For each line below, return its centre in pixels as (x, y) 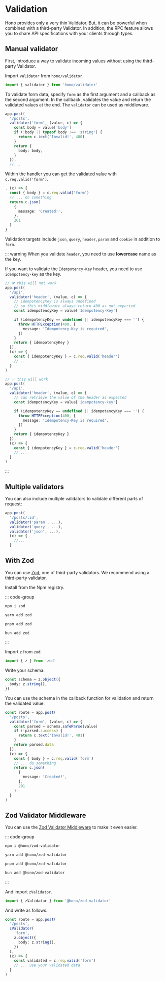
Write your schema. (25, 670)
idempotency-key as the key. (33, 274)
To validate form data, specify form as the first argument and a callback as (81, 94)
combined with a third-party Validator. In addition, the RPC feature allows (79, 28)
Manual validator (32, 49)
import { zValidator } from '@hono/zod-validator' (58, 901)
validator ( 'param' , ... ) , (36, 522)
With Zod (20, 561)
